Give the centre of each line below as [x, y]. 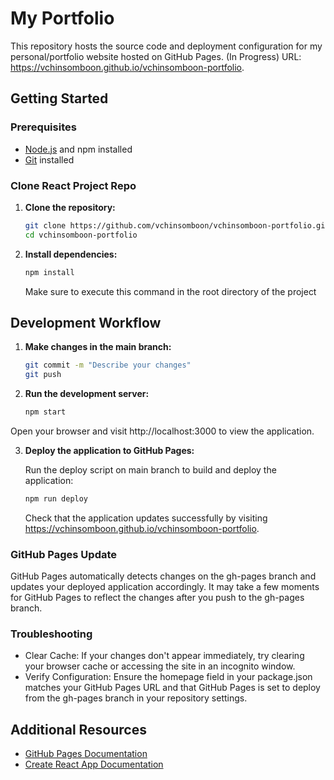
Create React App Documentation [94, 764]
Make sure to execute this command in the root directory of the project [170, 291]
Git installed [49, 159]
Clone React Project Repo [73, 185]
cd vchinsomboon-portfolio [81, 235]
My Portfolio [62, 18]
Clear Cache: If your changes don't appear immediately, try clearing [164, 656]
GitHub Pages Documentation [86, 754]
